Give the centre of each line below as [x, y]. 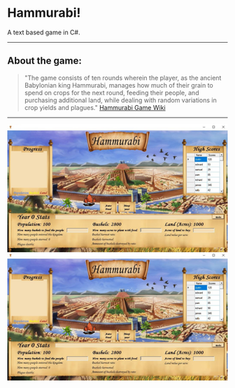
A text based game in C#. [44, 32]
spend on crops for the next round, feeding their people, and [112, 92]
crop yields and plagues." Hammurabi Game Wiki [95, 107]
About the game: [44, 61]
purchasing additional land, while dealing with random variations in [120, 100]
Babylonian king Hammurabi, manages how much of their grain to [119, 85]
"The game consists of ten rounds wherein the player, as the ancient [123, 78]
